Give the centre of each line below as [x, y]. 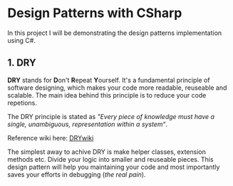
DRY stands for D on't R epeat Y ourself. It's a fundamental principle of [109, 80]
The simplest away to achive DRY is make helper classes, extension [107, 152]
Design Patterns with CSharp [95, 13]
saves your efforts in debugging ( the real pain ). [77, 174]
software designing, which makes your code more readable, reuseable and [117, 88]
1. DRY [22, 63]
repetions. [22, 103]
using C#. [21, 40]
